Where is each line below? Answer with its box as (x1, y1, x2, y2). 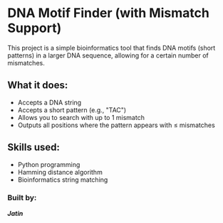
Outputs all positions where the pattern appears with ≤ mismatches (17, 121, 215, 129)
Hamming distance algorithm (17, 168, 103, 176)
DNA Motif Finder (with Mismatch (7, 5, 210, 21)
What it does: (7, 80, 68, 92)
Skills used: (7, 141, 61, 153)
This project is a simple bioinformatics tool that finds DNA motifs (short (7, 43, 216, 52)
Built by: (7, 193, 37, 203)
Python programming (17, 160, 81, 168)
